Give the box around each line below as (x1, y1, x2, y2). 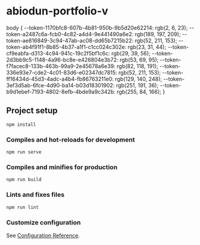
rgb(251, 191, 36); (116, 81, 158, 88)
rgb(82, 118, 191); (116, 62, 158, 70)
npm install (6, 122, 36, 128)
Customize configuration (6, 218, 81, 226)
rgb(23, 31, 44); (127, 43, 167, 51)
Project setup (6, 105, 58, 116)
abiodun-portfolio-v (6, 4, 108, 18)
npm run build (6, 176, 42, 183)
